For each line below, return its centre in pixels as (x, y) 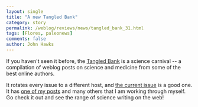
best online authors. (30, 73)
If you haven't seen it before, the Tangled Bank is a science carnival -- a (94, 61)
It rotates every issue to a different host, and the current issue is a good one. (99, 85)
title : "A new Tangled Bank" (42, 17)
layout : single (25, 11)
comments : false (26, 39)
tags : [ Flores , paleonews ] (39, 34)
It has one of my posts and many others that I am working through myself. (96, 91)
